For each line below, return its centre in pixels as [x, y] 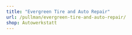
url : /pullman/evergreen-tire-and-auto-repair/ [66, 17]
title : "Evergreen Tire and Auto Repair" [58, 12]
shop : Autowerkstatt [32, 23]
